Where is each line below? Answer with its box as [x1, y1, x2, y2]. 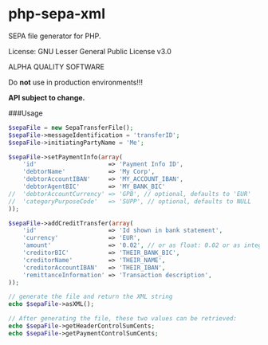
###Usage [8, 108, 44, 118]
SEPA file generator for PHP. [8, 31, 101, 41]
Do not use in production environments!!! [8, 77, 144, 87]
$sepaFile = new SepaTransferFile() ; [8, 123, 134, 131]
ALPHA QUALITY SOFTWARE [8, 61, 105, 72]
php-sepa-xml [8, 5, 106, 23]
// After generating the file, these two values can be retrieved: [8, 315, 238, 323]
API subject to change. [8, 92, 85, 102]
